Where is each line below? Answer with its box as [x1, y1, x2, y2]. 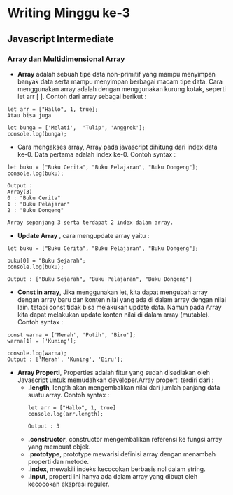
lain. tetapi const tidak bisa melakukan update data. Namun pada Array [17, 303, 222, 311]
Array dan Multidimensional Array [7, 54, 125, 64]
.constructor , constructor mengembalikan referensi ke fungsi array [27, 435, 223, 443]
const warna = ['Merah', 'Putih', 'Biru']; [7, 331, 136, 338]
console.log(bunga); [7, 130, 68, 138]
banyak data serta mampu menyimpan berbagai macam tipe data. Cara [17, 77, 223, 86]
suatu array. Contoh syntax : [27, 390, 110, 399]
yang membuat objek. [27, 442, 91, 451]
